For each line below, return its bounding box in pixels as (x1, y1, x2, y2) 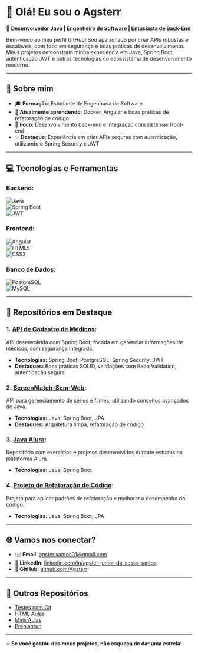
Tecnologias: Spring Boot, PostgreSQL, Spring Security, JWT (14, 356, 164, 363)
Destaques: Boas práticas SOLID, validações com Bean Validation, (14, 362, 177, 370)
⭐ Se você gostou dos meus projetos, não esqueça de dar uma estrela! (6, 640, 183, 647)
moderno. (6, 61, 30, 68)
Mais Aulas (14, 616, 42, 624)
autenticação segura (14, 368, 65, 376)
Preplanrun (14, 623, 42, 630)
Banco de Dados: (6, 265, 56, 273)
